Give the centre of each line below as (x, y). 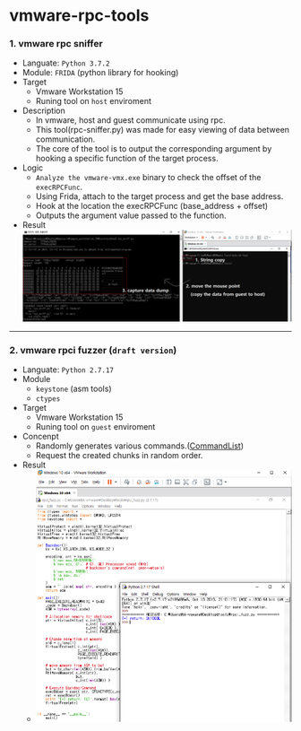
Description (43, 111)
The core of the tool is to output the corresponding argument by (154, 149)
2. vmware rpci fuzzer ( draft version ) (93, 350)
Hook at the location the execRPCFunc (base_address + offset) (152, 206)
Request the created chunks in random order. (119, 455)
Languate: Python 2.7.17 (68, 370)
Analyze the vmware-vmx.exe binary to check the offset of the (148, 178)
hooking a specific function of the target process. (127, 159)
